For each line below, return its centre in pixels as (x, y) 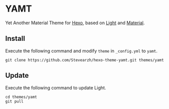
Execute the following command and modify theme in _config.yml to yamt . (81, 50)
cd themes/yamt (21, 97)
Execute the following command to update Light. (56, 88)
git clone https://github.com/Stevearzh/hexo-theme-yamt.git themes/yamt (85, 60)
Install (15, 39)
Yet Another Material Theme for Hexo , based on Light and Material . (75, 23)
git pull (14, 101)
